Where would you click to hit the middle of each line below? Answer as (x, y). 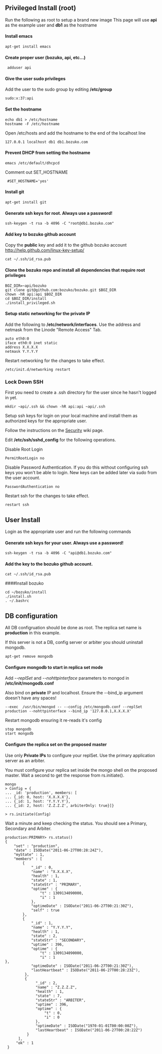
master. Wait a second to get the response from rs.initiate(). (65, 775)
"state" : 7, (49, 996)
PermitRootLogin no (25, 458)
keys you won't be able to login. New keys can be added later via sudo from (81, 473)
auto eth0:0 (17, 339)
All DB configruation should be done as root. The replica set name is (73, 628)
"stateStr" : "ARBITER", (61, 1000)
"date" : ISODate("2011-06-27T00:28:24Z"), (59, 850)
